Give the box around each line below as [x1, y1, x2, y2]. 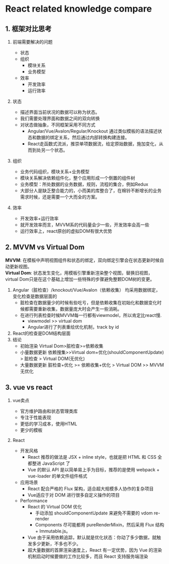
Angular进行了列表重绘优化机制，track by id [27, 324, 120, 330]
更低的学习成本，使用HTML [20, 421, 77, 427]
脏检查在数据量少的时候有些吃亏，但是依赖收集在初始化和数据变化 [20, 299, 157, 305]
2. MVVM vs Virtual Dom [5, 243, 85, 252]
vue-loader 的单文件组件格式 [27, 473, 87, 479]
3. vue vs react [5, 383, 53, 392]
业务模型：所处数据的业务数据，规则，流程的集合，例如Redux [20, 181, 149, 187]
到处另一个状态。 [32, 147, 68, 153]
